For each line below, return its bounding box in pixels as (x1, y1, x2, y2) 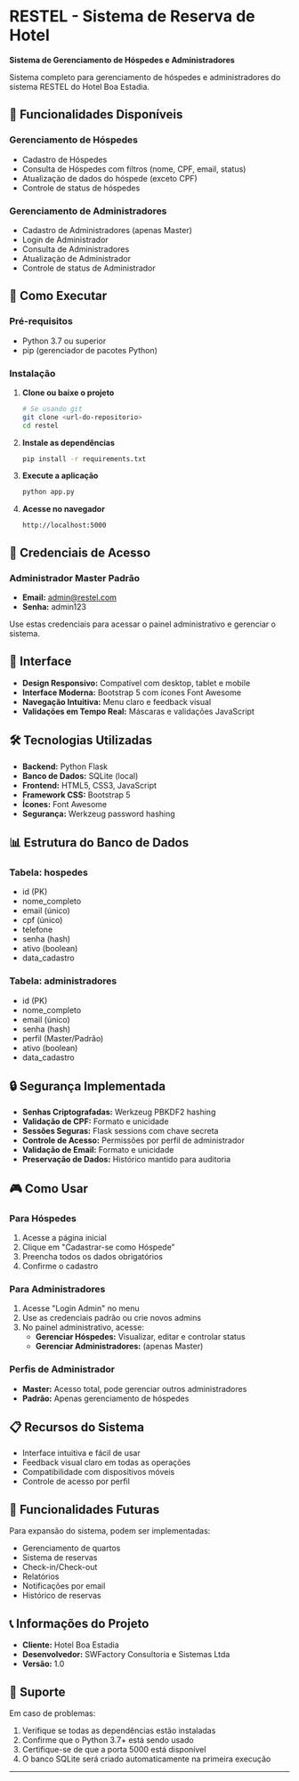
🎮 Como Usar (9, 1181, 89, 1196)
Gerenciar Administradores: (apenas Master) (35, 1341, 204, 1352)
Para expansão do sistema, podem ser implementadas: (9, 1526, 211, 1536)
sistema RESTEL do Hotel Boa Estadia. (9, 81, 149, 92)
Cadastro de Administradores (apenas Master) (21, 224, 193, 235)
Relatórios (21, 1571, 60, 1582)
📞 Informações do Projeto (9, 1615, 149, 1631)
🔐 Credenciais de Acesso (9, 545, 151, 560)
